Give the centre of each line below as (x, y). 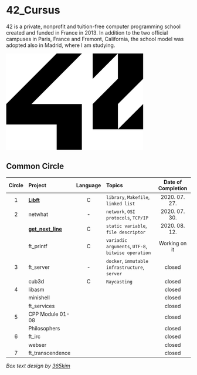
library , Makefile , (128, 197)
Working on (173, 243)
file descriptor (126, 232)
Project (38, 185)
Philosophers (44, 328)
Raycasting (119, 282)
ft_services (42, 306)
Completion (173, 188)
